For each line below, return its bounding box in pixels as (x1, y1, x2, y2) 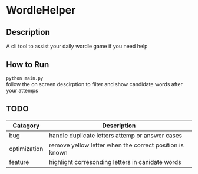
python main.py (6, 75, 44, 81)
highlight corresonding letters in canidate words (49, 157, 181, 166)
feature (9, 157, 29, 166)
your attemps (6, 87, 38, 94)
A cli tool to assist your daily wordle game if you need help (6, 42, 148, 50)
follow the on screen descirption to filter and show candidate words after (6, 80, 183, 87)
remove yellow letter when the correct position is (49, 141, 184, 149)
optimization (9, 145, 44, 153)
